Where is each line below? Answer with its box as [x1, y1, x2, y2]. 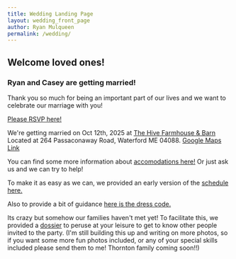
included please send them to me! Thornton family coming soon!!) [7, 243, 200, 252]
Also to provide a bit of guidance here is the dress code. [7, 200, 172, 208]
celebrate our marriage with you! [7, 100, 103, 110]
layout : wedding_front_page [7, 17, 91, 24]
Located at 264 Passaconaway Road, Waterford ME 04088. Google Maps [7, 136, 222, 144]
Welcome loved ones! [7, 56, 105, 68]
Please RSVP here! [7, 115, 62, 123]
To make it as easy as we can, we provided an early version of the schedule [7, 178, 229, 187]
